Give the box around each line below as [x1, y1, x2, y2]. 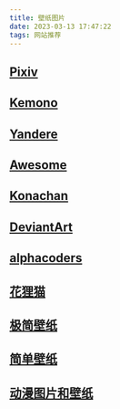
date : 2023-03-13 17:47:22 [9, 22, 112, 31]
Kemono [9, 95, 58, 110]
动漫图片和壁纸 [9, 385, 94, 401]
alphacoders [9, 250, 83, 266]
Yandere [9, 126, 58, 142]
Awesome [9, 157, 67, 173]
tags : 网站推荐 [9, 30, 62, 39]
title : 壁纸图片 [9, 13, 65, 23]
